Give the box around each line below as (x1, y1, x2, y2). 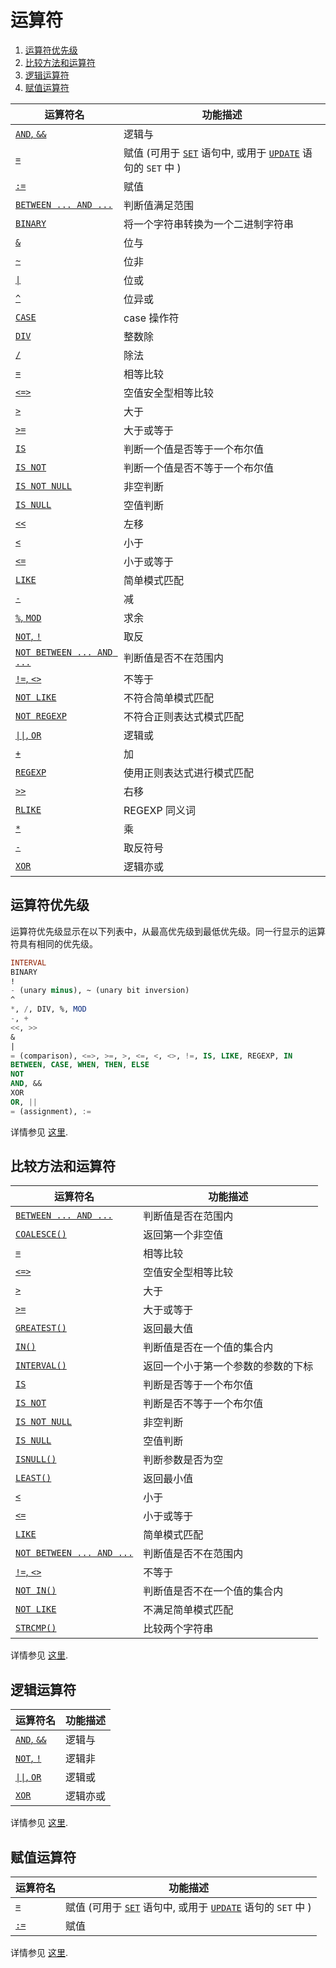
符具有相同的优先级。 (10, 937, 98, 950)
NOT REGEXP (15, 710, 67, 721)
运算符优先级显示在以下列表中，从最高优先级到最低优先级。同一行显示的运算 (10, 925, 326, 937)
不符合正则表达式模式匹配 (123, 709, 245, 723)
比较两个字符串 (143, 1622, 214, 1636)
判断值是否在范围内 (143, 1209, 234, 1223)
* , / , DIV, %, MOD (10, 1004, 87, 1015)
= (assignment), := (10, 1106, 92, 1116)
